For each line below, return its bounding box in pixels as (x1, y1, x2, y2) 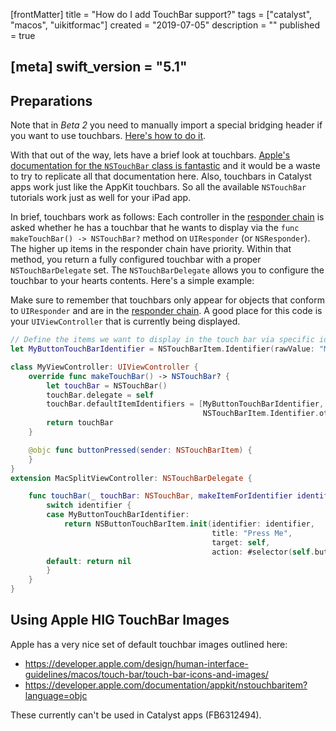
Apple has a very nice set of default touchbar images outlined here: (10, 638, 288, 650)
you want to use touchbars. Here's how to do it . (10, 130, 207, 142)
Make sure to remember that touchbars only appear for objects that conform (10, 294, 325, 306)
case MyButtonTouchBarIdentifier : (46, 510, 190, 520)
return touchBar (46, 418, 114, 428)
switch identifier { (46, 500, 132, 511)
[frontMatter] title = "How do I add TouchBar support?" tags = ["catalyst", (10, 9, 313, 20)
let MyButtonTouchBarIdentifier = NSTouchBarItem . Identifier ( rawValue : (10, 344, 315, 354)
